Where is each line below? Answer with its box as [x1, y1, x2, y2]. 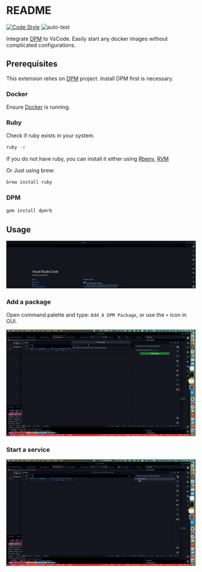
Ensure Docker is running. [6, 103, 70, 111]
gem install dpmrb [6, 208, 52, 214]
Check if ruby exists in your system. [6, 132, 95, 139]
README [6, 4, 52, 17]
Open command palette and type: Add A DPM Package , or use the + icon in [6, 312, 187, 319]
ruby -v [6, 145, 26, 151]
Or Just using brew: [6, 167, 55, 174]
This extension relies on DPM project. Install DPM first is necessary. [6, 74, 174, 82]
